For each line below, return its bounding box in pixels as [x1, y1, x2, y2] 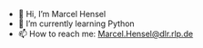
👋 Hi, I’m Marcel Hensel [17, 9, 107, 19]
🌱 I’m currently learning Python [17, 18, 135, 29]
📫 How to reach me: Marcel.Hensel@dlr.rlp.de [17, 28, 194, 39]
